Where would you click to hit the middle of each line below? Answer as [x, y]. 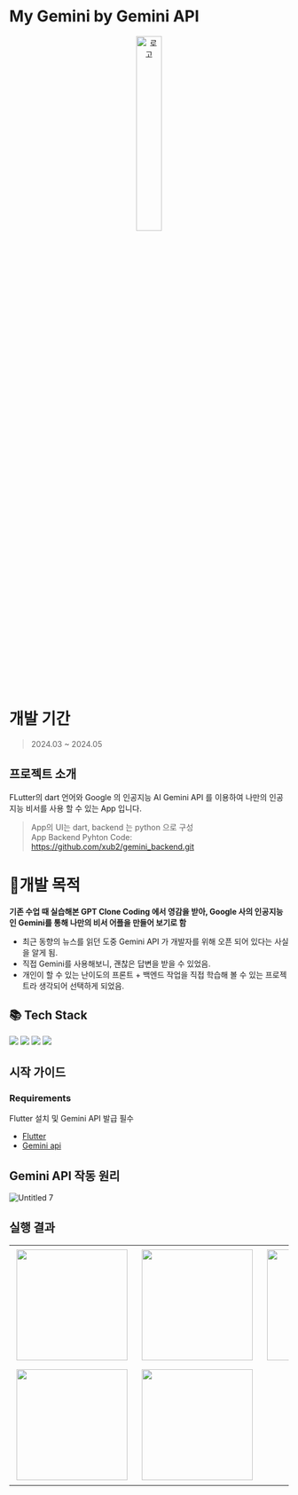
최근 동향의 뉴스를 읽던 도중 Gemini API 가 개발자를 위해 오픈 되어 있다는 [147, 941]
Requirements [40, 1098]
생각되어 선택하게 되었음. [82, 986]
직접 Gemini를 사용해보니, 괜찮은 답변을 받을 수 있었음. [116, 964]
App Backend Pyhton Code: [82, 837]
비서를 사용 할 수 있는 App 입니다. [83, 808]
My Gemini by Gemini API [104, 16]
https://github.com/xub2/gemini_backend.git [113, 846]
